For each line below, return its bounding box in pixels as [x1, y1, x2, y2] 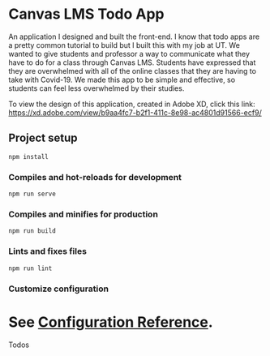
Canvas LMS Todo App [8, 5, 165, 24]
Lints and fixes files [8, 246, 88, 257]
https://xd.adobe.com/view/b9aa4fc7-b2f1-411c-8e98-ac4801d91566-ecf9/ [8, 107, 262, 118]
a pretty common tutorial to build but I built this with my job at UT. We [8, 40, 241, 49]
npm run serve [8, 190, 57, 199]
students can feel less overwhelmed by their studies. [8, 83, 185, 93]
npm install [8, 152, 49, 161]
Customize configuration [8, 283, 109, 294]
